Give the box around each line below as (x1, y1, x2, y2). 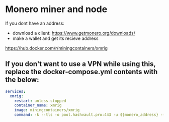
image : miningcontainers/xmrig (14, 107, 80, 113)
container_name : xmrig (14, 103, 62, 108)
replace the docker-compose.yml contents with (5, 68, 158, 76)
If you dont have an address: (5, 20, 64, 26)
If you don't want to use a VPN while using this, (5, 59, 156, 69)
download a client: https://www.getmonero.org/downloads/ (12, 30, 136, 36)
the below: (5, 76, 39, 84)
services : (5, 89, 26, 94)
